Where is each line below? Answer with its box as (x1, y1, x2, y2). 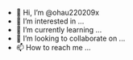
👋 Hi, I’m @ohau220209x (15, 8, 99, 17)
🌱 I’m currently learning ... (15, 25, 102, 34)
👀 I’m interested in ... (15, 16, 85, 26)
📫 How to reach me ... (15, 43, 91, 52)
